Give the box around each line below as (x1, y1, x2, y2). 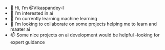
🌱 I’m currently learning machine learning (10, 16, 97, 21)
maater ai (10, 26, 30, 32)
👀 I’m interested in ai (10, 10, 54, 16)
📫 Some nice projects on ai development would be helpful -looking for (10, 32, 160, 38)
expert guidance (10, 39, 45, 45)
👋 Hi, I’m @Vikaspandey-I (10, 5, 64, 11)
